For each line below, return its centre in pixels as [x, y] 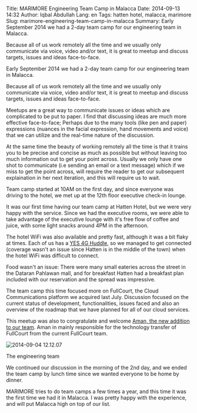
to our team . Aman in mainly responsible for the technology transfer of [91, 327]
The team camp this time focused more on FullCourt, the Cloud [82, 291]
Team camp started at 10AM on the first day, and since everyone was [90, 189]
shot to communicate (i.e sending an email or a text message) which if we [96, 165]
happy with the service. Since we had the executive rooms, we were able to [98, 213]
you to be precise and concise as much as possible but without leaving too [96, 153]
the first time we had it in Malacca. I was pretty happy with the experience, [96, 398]
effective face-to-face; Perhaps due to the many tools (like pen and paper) [96, 122]
